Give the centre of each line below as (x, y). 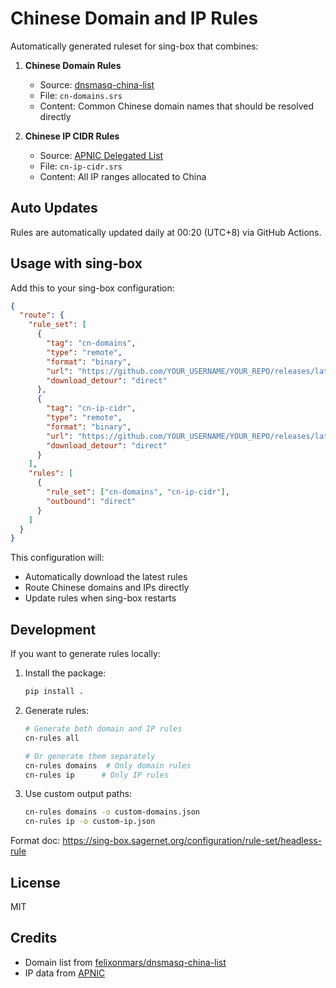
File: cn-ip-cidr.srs (81, 166)
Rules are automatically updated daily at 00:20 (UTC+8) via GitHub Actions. (166, 232)
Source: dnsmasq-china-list (97, 84)
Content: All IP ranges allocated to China (123, 176)
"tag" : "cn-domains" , (91, 343)
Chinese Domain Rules (73, 65)
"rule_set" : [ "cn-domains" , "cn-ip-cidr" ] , (138, 492)
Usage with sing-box (76, 263)
